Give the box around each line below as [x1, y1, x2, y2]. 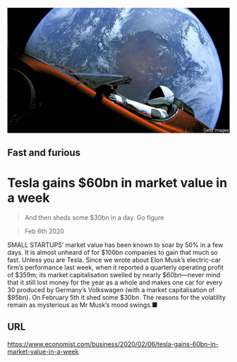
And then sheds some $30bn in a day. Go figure [24, 213, 164, 222]
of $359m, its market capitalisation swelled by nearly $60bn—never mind [7, 270, 221, 279]
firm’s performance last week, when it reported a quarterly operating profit [7, 263, 224, 272]
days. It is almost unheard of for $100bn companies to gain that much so [7, 248, 218, 256]
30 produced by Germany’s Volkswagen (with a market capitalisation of [7, 285, 215, 294]
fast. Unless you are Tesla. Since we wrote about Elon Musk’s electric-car [7, 255, 221, 264]
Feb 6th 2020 [24, 227, 65, 235]
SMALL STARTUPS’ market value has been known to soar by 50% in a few [7, 241, 224, 249]
